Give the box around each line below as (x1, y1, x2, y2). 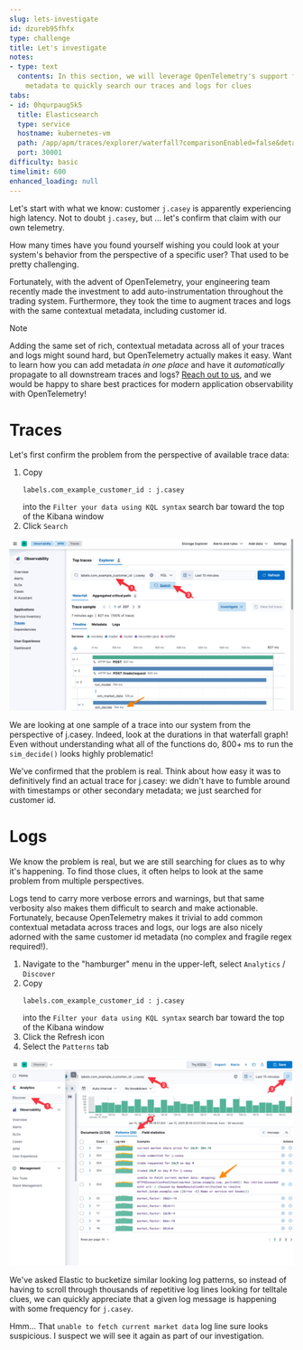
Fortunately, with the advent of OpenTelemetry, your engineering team (9, 276, 271, 287)
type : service (17, 119, 70, 128)
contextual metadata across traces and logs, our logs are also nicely (9, 921, 263, 932)
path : (17, 138, 39, 148)
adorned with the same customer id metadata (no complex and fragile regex (9, 931, 292, 942)
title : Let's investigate (9, 43, 106, 52)
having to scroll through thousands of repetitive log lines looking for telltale (9, 1284, 288, 1295)
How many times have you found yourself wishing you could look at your (9, 240, 280, 250)
